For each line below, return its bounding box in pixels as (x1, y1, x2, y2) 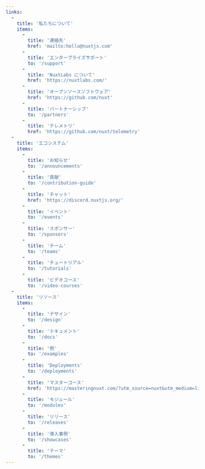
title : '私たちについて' (17, 20, 73, 26)
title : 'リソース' (17, 294, 60, 300)
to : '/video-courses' (28, 283, 83, 289)
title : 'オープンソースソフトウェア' (28, 89, 111, 95)
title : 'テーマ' (28, 448, 67, 454)
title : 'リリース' (28, 414, 71, 420)
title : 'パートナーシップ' (28, 105, 89, 112)
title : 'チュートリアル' (28, 260, 84, 266)
